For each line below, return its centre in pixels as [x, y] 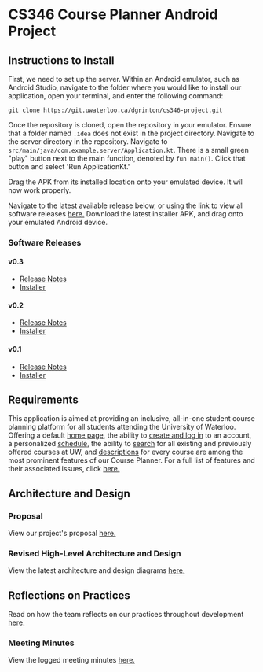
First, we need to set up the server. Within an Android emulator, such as [124, 79]
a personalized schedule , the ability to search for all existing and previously [130, 444]
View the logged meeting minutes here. [72, 660]
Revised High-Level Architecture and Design [95, 553]
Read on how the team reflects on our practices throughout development [126, 615]
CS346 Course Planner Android [113, 15]
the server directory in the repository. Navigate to [88, 142]
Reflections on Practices [69, 595]
